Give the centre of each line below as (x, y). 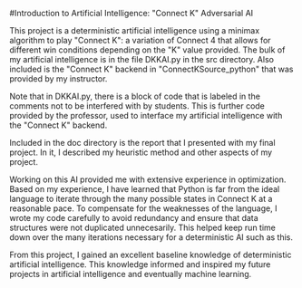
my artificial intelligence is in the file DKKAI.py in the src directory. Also (142, 59)
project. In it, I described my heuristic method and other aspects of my (141, 152)
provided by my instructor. (58, 79)
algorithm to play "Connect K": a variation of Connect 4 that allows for (140, 40)
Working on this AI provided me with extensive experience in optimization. (148, 179)
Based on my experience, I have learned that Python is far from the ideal (145, 189)
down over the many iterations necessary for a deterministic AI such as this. (151, 237)
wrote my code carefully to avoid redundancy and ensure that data (134, 218)
